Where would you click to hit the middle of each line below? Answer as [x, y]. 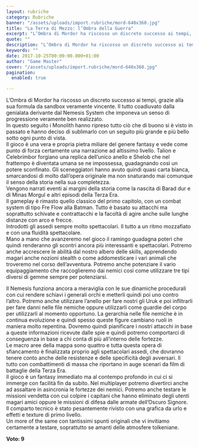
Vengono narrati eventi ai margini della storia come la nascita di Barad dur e [98, 188]
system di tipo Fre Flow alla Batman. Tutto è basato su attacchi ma [87, 207]
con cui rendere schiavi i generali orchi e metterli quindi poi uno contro [92, 295]
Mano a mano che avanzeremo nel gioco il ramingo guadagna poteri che [94, 239]
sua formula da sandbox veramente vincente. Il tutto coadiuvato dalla [90, 106]
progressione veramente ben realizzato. [55, 119]
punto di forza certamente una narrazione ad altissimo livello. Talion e [91, 151]
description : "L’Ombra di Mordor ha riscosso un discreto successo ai [95, 45]
